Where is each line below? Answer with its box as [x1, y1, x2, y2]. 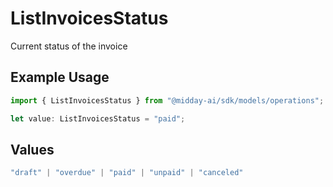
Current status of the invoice [10, 40, 128, 52]
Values [10, 141, 55, 158]
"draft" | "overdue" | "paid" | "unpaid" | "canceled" [10, 168, 244, 178]
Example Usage [10, 69, 110, 86]
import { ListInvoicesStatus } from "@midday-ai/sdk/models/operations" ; [10, 95, 325, 106]
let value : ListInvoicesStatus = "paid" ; [10, 113, 186, 124]
